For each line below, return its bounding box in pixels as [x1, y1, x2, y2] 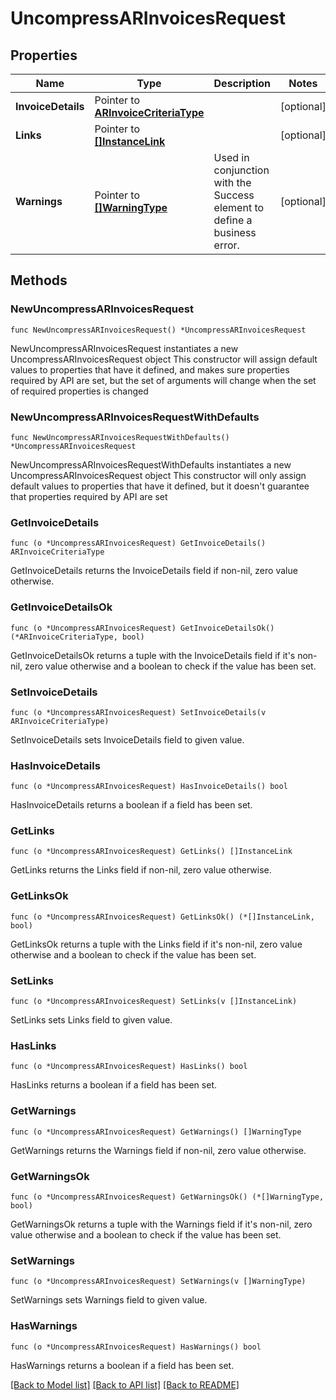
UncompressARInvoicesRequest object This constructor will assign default [10, 353, 318, 365]
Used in [213, 151, 250, 164]
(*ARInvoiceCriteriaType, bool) [10, 632, 145, 642]
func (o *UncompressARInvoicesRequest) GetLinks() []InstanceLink [10, 847, 293, 857]
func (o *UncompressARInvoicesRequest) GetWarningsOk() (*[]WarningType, [10, 1192, 325, 1202]
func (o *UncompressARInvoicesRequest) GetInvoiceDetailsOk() [10, 623, 275, 633]
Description [213, 77, 271, 90]
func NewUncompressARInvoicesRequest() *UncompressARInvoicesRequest [10, 325, 307, 335]
